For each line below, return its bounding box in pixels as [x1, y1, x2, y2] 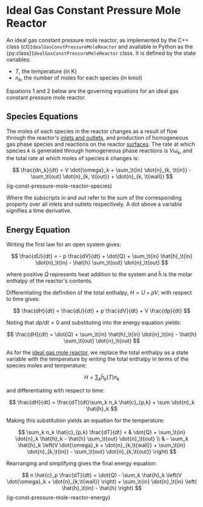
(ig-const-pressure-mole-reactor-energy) [6, 494, 110, 501]
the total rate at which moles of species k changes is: [6, 155, 139, 162]
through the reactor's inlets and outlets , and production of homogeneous [6, 134, 188, 141]
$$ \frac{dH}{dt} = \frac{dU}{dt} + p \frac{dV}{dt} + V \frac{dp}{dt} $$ [13, 307, 191, 315]
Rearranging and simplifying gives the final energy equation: [6, 460, 157, 467]
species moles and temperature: [6, 362, 87, 369]
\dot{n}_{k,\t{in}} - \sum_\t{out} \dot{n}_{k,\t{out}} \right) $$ [27, 447, 177, 455]
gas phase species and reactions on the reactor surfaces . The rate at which [6, 140, 195, 148]
